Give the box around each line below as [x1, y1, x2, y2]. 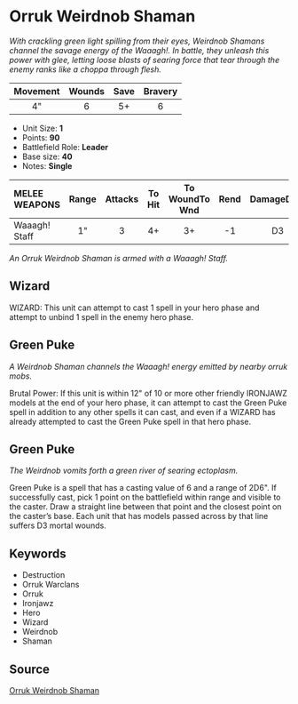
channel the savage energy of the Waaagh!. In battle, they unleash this [9, 44, 270, 55]
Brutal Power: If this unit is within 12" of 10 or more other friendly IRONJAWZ [9, 388, 288, 398]
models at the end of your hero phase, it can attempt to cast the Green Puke [9, 397, 287, 408]
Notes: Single [21, 160, 73, 171]
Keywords [9, 546, 67, 561]
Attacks [105, 193, 139, 205]
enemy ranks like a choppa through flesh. [9, 64, 162, 75]
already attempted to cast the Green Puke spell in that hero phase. [9, 416, 252, 427]
